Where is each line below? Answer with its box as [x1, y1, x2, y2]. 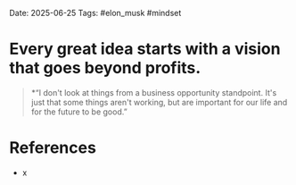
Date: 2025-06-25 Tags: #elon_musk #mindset [9, 8, 182, 18]
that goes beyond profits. [9, 58, 201, 79]
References [9, 138, 96, 158]
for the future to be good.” [30, 106, 127, 117]
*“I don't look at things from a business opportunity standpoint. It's [30, 87, 277, 97]
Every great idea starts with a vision [9, 39, 281, 59]
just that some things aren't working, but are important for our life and [30, 97, 288, 107]
